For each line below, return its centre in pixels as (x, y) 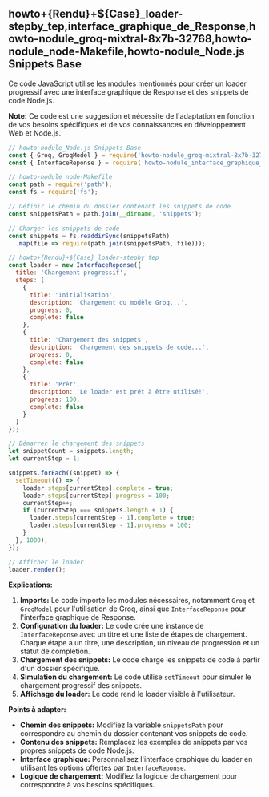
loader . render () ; (37, 569)
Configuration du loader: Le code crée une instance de (112, 626)
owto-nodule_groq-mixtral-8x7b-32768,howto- (130, 39)
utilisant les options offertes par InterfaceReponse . (103, 768)
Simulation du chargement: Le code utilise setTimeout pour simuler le (135, 677)
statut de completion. (55, 651)
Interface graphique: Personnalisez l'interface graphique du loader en (136, 759)
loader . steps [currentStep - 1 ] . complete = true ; (112, 518)
